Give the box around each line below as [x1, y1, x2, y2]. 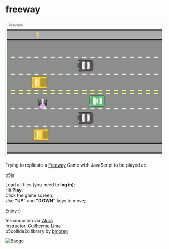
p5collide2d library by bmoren [5, 228, 68, 234]
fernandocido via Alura [5, 218, 53, 224]
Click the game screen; [5, 192, 54, 198]
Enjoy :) [5, 207, 21, 214]
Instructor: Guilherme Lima [5, 223, 61, 229]
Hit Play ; [5, 187, 23, 193]
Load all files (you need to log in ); [5, 182, 75, 188]
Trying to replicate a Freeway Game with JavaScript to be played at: [5, 162, 147, 168]
